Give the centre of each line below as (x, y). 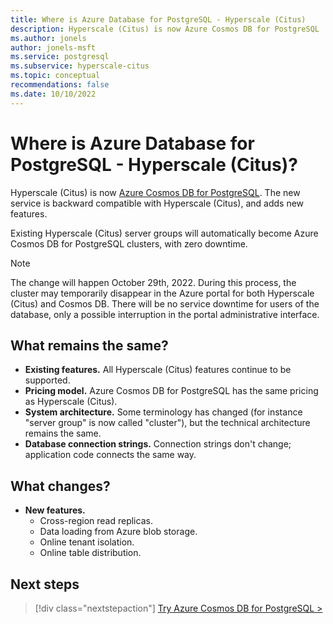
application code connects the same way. (110, 455)
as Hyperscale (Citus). (71, 402)
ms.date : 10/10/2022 (53, 94)
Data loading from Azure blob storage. (118, 532)
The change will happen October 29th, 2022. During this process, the (153, 282)
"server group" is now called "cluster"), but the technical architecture (167, 423)
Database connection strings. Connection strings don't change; (158, 444)
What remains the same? (89, 345)
